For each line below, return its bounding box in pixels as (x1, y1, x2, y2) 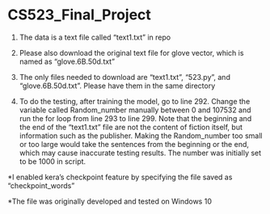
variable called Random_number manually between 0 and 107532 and (19, 105, 251, 115)
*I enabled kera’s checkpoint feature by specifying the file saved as (7, 172, 233, 182)
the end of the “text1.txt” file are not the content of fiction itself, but (19, 122, 243, 132)
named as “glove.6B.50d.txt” (19, 57, 115, 66)
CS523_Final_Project (7, 6, 151, 24)
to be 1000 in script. (19, 156, 86, 166)
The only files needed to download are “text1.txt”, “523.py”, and (19, 72, 231, 82)
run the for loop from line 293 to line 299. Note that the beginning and (19, 113, 252, 123)
